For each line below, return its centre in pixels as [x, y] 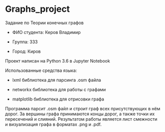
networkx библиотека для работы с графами [59, 89]
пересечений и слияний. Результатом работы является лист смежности [81, 119]
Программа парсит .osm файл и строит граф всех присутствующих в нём [83, 108]
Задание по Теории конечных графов [44, 23]
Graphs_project [37, 9]
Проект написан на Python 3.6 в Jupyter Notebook [58, 61]
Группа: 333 [25, 42]
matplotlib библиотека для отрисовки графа [58, 99]
